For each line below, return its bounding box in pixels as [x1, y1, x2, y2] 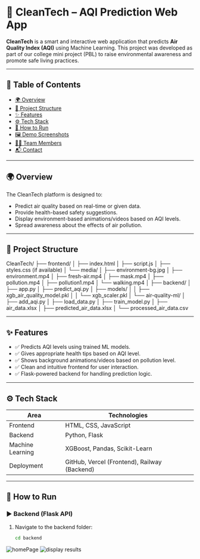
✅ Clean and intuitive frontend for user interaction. [14, 364, 139, 371]
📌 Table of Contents [6, 80, 81, 90]
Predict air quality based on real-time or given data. [14, 202, 142, 210]
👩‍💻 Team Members [14, 139, 62, 146]
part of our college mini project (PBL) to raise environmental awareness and [6, 50, 192, 57]
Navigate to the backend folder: [14, 523, 93, 530]
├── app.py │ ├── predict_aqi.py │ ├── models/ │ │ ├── [6, 285, 150, 293]
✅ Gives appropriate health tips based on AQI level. [14, 350, 141, 357]
